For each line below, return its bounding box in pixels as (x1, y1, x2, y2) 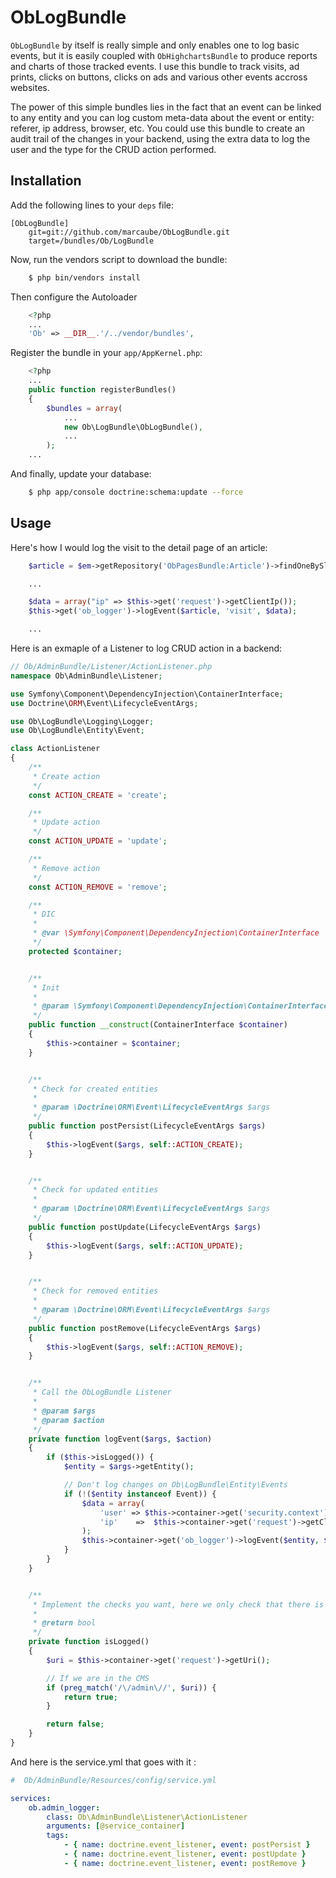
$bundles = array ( (46, 403, 123, 413)
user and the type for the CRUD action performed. (10, 143, 217, 155)
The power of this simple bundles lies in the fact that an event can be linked (10, 101, 322, 113)
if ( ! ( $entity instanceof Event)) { (63, 1489, 217, 1499)
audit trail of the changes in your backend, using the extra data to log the (10, 132, 311, 145)
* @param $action (32, 1415, 105, 1425)
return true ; (63, 1692, 118, 1702)
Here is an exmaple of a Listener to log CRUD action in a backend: (10, 642, 283, 655)
